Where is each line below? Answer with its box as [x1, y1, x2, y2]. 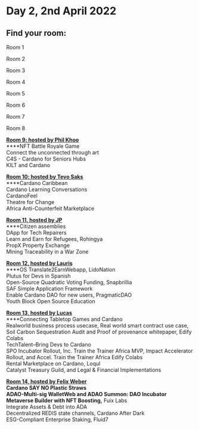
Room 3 [6, 67, 26, 74]
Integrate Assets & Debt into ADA [6, 403, 88, 410]
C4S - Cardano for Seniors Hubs [6, 155, 86, 162]
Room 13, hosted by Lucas [6, 309, 73, 316]
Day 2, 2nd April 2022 [6, 4, 117, 18]
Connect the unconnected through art [6, 149, 99, 156]
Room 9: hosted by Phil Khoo [6, 136, 79, 143]
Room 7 [6, 113, 25, 120]
